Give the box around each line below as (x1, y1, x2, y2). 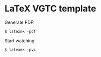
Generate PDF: (4, 19, 35, 25)
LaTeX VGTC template (4, 3, 97, 14)
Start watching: (4, 38, 36, 44)
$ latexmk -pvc (4, 47, 36, 52)
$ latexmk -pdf (4, 29, 36, 34)
